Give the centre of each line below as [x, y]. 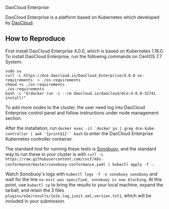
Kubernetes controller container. [39, 139]
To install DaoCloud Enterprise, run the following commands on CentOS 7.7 [84, 56]
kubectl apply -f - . [134, 164]
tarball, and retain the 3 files [35, 190]
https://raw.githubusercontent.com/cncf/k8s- [54, 159]
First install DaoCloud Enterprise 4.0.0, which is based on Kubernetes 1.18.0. [85, 51]
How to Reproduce [35, 38]
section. [14, 118]
